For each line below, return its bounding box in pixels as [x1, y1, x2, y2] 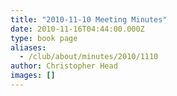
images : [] [10, 71, 56, 81]
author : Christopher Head [10, 61, 118, 71]
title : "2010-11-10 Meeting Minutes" [10, 14, 168, 25]
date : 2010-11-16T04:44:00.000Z [10, 24, 145, 34]
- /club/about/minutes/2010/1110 [19, 52, 159, 62]
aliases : [10, 42, 47, 53]
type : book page [10, 33, 78, 43]
